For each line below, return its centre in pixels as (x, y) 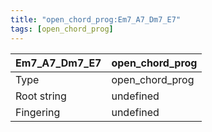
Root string (41, 96)
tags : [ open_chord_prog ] (62, 29)
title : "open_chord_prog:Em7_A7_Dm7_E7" (96, 19)
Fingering (38, 112)
